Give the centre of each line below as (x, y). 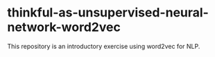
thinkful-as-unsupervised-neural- (108, 13)
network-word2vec (64, 27)
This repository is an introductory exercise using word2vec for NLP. (104, 46)
